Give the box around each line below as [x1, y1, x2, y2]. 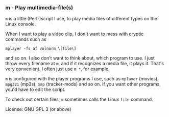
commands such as [5, 36, 47, 42]
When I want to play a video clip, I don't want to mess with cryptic [5, 31, 144, 37]
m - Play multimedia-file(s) [5, 4, 73, 11]
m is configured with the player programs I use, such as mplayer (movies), [5, 76, 159, 82]
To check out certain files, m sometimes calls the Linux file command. [5, 96, 153, 103]
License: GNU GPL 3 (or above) [5, 106, 71, 112]
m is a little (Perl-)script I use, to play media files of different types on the [5, 16, 157, 22]
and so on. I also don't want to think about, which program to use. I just [5, 55, 155, 61]
